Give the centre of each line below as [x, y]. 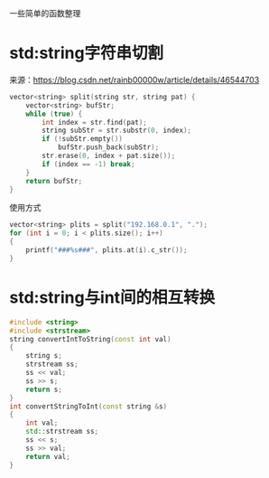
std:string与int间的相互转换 [112, 297]
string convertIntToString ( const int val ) [90, 339]
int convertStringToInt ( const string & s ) [88, 406]
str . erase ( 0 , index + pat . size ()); [109, 156]
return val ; [48, 456]
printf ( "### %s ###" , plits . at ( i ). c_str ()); [107, 250]
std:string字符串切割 [87, 53]
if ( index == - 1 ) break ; [88, 164]
